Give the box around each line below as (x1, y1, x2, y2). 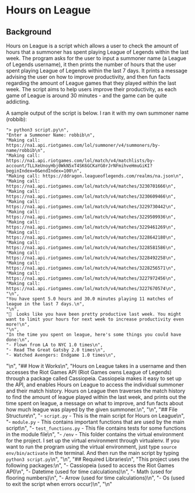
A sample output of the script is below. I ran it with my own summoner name (6, 109, 189, 116)
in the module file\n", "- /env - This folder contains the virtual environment (6, 431, 184, 437)
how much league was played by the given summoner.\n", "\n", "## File (6, 406, 178, 413)
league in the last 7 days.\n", (6, 301, 85, 307)
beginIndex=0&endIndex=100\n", (6, 168, 82, 174)
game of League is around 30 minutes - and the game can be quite (6, 92, 168, 99)
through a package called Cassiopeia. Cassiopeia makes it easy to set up (6, 375, 182, 382)
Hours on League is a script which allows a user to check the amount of (6, 42, 179, 49)
